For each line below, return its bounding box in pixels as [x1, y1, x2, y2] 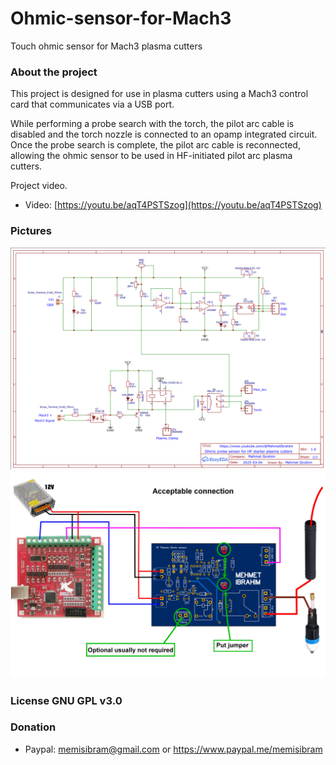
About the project [10, 65, 98, 79]
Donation [10, 720, 57, 734]
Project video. [10, 180, 68, 192]
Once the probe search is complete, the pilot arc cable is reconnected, [10, 139, 301, 151]
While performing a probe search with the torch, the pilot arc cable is [10, 118, 295, 130]
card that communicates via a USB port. [10, 98, 175, 111]
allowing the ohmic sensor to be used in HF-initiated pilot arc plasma [10, 150, 293, 162]
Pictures [10, 224, 53, 238]
